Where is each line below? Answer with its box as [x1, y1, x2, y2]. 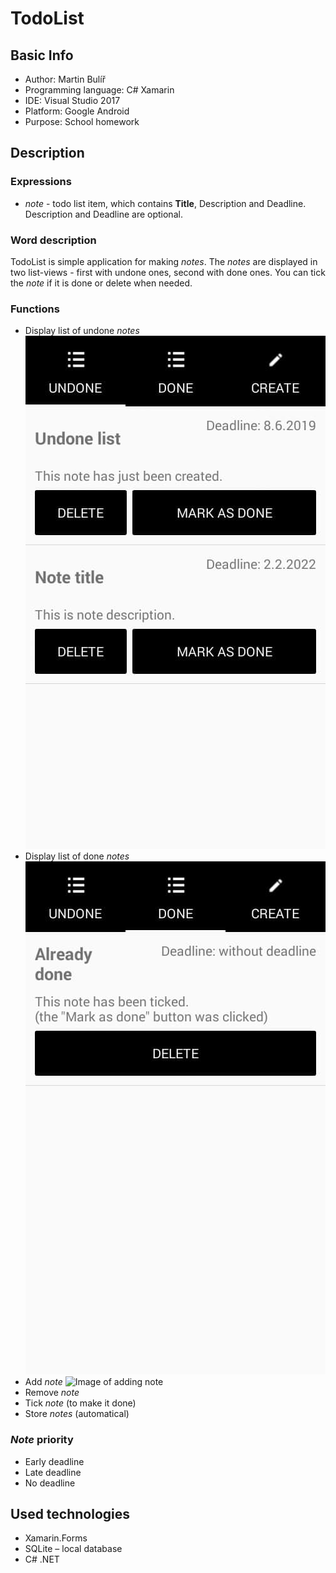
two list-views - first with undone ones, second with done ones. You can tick [10, 266, 326, 278]
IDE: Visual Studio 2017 [24, 95, 121, 106]
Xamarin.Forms [24, 1532, 88, 1544]
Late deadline [24, 1466, 82, 1478]
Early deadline [24, 1455, 85, 1467]
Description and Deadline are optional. [24, 208, 183, 220]
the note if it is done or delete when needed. [10, 277, 193, 289]
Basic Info [10, 47, 74, 64]
